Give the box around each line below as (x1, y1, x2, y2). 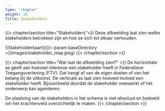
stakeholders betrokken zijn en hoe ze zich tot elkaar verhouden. (5, 35, 138, 41)
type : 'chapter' (5, 7, 39, 12)
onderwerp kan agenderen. (5, 86, 61, 92)
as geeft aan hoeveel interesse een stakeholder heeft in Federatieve (5, 65, 144, 71)
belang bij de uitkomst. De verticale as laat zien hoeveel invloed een (5, 75, 144, 81)
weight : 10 (5, 12, 28, 17)
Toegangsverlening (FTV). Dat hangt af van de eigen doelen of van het (5, 70, 150, 76)
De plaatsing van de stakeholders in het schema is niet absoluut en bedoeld (5, 95, 160, 101)
